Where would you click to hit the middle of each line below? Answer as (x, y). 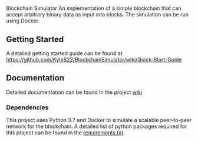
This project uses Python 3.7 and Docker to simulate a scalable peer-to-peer (99, 120)
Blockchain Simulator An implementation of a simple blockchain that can (94, 8)
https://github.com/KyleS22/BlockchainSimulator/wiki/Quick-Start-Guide (94, 60)
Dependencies (27, 107)
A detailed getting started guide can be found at (64, 53)
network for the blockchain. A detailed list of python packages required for (97, 126)
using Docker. (23, 21)
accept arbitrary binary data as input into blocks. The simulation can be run (98, 15)
